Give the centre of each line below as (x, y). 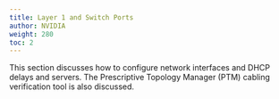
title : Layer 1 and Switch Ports (72, 17)
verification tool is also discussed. (72, 87)
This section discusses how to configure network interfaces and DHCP (140, 68)
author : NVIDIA (38, 26)
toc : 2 (21, 42)
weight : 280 (31, 34)
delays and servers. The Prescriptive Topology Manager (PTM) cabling (140, 78)
